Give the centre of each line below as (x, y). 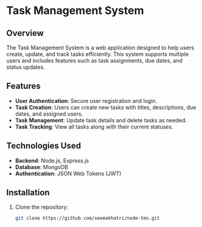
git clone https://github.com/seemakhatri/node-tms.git (87, 218)
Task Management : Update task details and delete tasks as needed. (101, 120)
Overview (25, 33)
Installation (28, 193)
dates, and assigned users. (49, 114)
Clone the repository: (42, 207)
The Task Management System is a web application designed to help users (100, 47)
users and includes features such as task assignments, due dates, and (94, 61)
